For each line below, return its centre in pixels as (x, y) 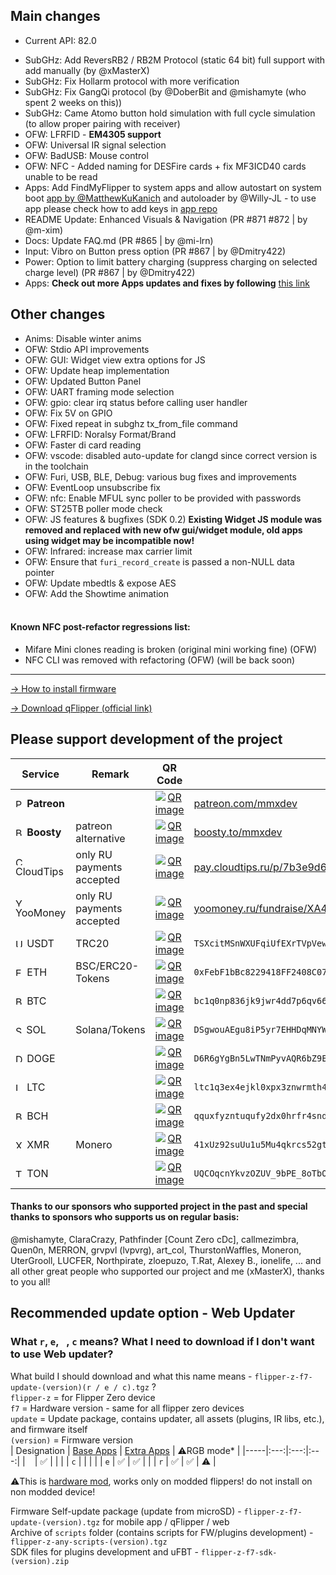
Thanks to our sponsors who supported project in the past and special (159, 1206)
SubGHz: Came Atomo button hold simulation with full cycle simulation (170, 113)
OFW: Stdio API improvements (87, 349)
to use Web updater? (62, 1354)
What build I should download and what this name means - (131, 1376)
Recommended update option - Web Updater (153, 1313)
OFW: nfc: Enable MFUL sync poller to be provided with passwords (163, 498)
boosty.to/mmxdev (238, 832)
